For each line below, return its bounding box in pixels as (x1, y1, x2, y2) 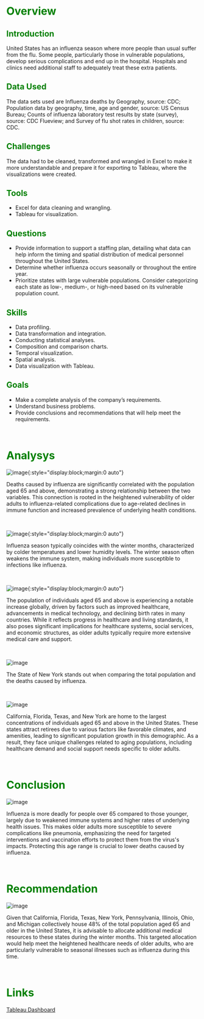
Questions (6, 228, 47, 239)
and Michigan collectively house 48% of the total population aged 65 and (6, 920, 191, 928)
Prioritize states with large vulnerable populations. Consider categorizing (15, 277, 198, 284)
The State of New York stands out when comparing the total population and (6, 671, 196, 678)
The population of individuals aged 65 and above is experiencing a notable (6, 597, 194, 604)
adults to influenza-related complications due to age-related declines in (6, 500, 186, 507)
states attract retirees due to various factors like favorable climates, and (6, 726, 187, 733)
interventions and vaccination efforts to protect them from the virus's (6, 836, 180, 843)
